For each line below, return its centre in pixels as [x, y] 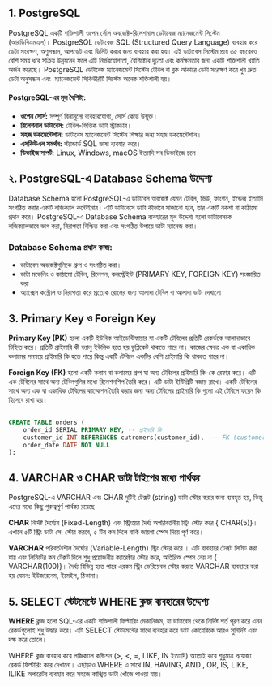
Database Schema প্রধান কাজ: [61, 247]
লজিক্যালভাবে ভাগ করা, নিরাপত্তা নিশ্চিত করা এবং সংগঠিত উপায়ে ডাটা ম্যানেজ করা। [103, 226]
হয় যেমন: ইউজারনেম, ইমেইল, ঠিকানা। [54, 576]
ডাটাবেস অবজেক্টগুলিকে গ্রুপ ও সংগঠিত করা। [71, 265]
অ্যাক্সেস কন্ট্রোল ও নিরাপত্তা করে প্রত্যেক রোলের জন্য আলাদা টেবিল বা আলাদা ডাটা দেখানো [120, 292]
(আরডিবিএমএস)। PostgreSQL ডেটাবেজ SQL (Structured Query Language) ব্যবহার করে [133, 42]
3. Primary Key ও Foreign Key [82, 319]
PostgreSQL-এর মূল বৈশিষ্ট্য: [47, 97]
